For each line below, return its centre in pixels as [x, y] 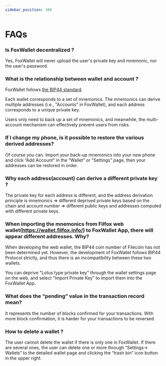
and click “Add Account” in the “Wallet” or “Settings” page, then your [76, 160]
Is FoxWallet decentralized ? [40, 50]
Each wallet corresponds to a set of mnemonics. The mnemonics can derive [83, 99]
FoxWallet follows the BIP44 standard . [44, 90]
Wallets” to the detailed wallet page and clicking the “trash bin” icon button [82, 353]
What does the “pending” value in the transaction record [75, 296]
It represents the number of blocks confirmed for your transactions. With [79, 313]
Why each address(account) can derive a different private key [81, 178]
